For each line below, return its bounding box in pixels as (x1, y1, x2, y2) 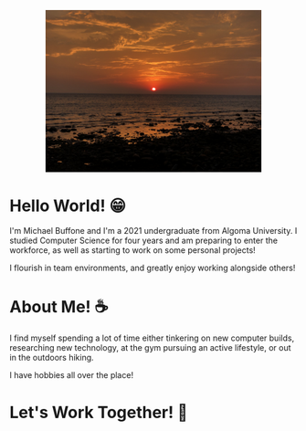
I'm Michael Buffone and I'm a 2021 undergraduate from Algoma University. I (9, 226, 298, 237)
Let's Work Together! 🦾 (9, 402, 189, 423)
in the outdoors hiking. (9, 352, 94, 363)
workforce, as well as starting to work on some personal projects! (9, 245, 256, 256)
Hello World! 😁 (9, 195, 126, 215)
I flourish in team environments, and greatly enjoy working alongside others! (9, 262, 296, 274)
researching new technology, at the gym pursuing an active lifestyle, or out (9, 342, 291, 353)
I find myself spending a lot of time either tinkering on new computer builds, (9, 332, 295, 343)
